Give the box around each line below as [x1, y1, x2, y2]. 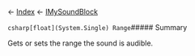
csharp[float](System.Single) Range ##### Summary [7, 23, 188, 32]
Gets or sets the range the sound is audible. [7, 38, 154, 48]
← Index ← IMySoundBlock [7, 7, 99, 16]
